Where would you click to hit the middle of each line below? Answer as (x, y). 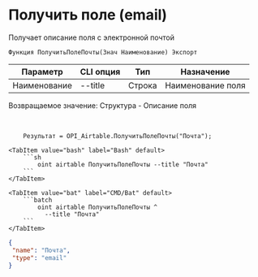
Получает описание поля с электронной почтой (92, 37)
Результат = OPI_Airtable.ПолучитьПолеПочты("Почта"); (118, 136)
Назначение (205, 71)
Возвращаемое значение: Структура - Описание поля (103, 105)
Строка (143, 85)
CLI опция (100, 71)
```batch (38, 200)
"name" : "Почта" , (41, 250)
